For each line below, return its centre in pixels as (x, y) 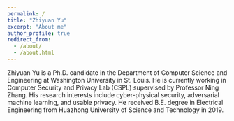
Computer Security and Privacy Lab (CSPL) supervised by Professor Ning (113, 87)
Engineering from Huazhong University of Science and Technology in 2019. (116, 110)
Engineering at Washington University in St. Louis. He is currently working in (117, 80)
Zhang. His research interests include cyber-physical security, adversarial (114, 94)
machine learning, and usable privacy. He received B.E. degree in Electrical (115, 102)
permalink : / (26, 14)
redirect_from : (29, 40)
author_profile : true (39, 33)
